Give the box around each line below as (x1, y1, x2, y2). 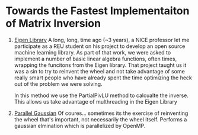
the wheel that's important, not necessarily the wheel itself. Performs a (14, 115, 187, 123)
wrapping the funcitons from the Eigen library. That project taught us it (14, 61, 187, 69)
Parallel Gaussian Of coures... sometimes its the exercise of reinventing (14, 110, 189, 117)
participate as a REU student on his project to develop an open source (14, 43, 186, 50)
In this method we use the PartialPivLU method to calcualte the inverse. (14, 92, 189, 99)
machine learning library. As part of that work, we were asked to (14, 49, 171, 56)
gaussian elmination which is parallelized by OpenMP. (14, 122, 146, 129)
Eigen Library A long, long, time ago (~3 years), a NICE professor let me (14, 36, 190, 43)
